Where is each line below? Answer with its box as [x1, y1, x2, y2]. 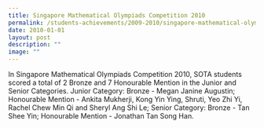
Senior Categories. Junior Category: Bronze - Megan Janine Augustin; [8, 86, 236, 95]
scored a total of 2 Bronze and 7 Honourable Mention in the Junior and [8, 78, 237, 87]
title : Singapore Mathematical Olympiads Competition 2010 [8, 11, 206, 20]
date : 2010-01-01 [8, 26, 65, 34]
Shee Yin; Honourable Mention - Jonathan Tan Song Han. [8, 112, 194, 120]
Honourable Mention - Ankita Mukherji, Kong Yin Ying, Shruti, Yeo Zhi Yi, [8, 95, 243, 104]
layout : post [8, 33, 51, 42]
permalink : [8, 19, 44, 27]
